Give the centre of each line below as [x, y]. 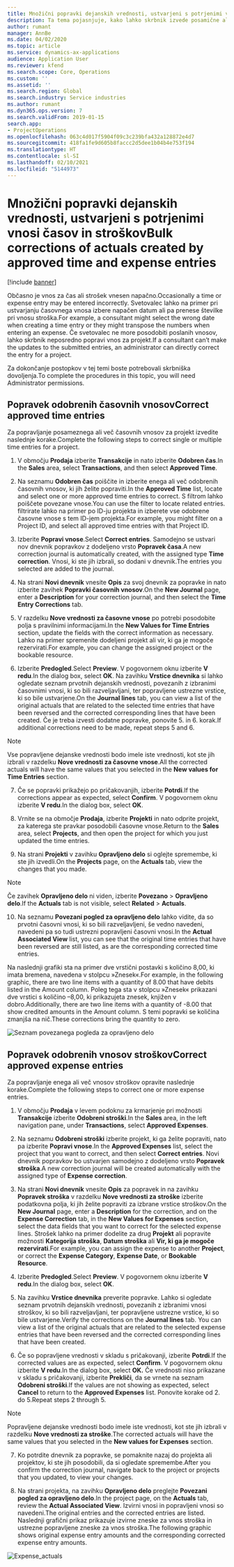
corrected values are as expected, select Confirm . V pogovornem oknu [120, 1363]
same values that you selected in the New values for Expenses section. [110, 1442]
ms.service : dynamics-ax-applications [63, 53]
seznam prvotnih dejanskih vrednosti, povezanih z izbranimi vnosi [112, 1305]
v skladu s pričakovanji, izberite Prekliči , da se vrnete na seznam [110, 1378]
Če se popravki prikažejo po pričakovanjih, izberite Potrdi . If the [108, 790]
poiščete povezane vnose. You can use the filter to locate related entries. [121, 504]
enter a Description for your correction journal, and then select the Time [122, 597]
